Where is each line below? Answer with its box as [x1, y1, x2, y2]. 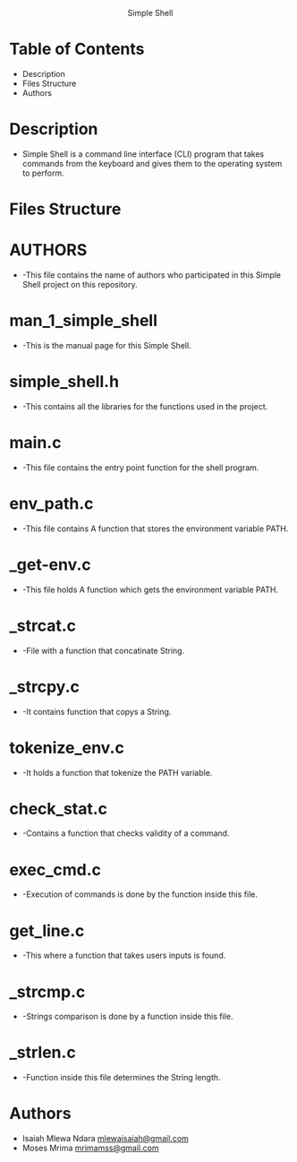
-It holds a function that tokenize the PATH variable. [21, 767, 213, 778]
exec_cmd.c [9, 859, 101, 880]
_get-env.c [9, 555, 91, 574]
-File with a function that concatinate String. [21, 645, 185, 656]
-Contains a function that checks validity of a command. [21, 828, 230, 839]
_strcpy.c [9, 676, 81, 697]
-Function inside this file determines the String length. [21, 1072, 221, 1083]
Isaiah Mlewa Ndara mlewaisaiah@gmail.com [21, 1133, 190, 1144]
